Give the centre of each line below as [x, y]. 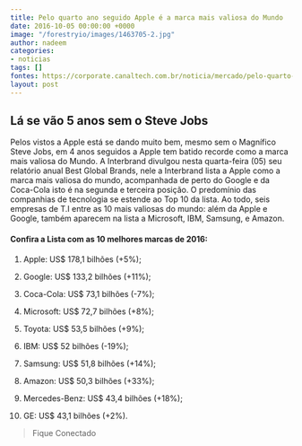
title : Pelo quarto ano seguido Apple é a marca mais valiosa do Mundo [147, 17]
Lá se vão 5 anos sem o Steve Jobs [109, 121]
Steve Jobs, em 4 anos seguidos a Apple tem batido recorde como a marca [150, 152]
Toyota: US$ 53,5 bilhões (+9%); [84, 328]
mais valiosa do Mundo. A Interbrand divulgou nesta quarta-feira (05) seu [146, 162]
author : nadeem [39, 43]
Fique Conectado [64, 433]
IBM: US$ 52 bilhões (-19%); [76, 345]
